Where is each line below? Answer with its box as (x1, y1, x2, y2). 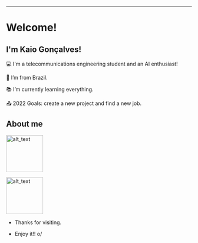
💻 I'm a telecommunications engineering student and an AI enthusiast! (6, 60, 178, 67)
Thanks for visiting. (14, 219, 62, 226)
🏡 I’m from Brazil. (6, 74, 48, 81)
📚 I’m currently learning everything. (6, 86, 94, 93)
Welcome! (6, 21, 57, 34)
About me (6, 119, 43, 129)
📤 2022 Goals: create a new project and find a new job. (6, 100, 142, 107)
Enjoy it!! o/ (14, 230, 42, 237)
